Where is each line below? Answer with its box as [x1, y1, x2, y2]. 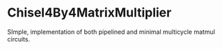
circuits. [7, 35, 30, 43]
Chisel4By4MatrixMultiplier [7, 5, 172, 21]
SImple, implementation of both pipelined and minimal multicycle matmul [7, 28, 216, 36]
